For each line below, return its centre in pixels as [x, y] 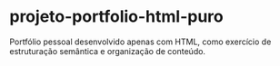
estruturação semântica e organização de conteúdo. [108, 51]
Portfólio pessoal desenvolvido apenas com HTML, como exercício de [140, 42]
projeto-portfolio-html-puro [117, 17]
